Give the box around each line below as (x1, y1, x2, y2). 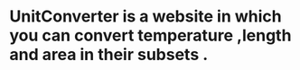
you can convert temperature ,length (9, 25, 292, 46)
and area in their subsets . (9, 45, 209, 65)
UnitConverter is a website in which (9, 6, 282, 27)
